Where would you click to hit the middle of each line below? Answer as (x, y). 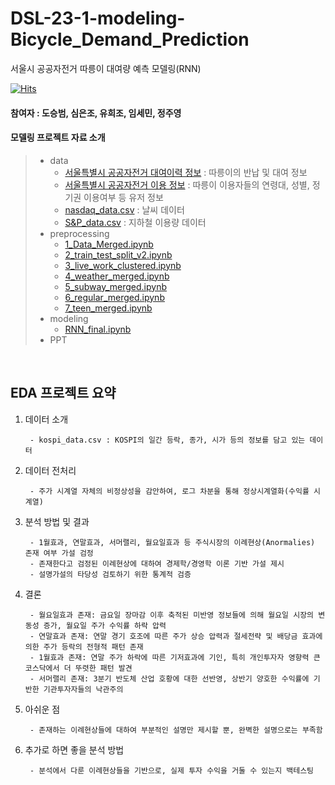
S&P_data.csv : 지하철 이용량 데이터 (135, 222)
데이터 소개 (46, 419)
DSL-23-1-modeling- (98, 18)
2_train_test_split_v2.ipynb (118, 254)
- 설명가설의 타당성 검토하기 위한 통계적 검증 (110, 574)
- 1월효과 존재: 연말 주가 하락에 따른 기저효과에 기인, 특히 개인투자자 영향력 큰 (175, 657)
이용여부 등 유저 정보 (123, 197)
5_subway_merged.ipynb (116, 286)
